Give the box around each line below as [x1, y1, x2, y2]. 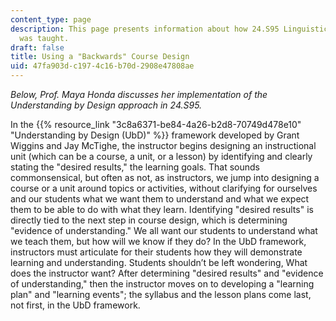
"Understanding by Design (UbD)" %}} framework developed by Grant [10, 129, 300, 141]
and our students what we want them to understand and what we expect [10, 193, 310, 205]
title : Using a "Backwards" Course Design [10, 52, 190, 62]
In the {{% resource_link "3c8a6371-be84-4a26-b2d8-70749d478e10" [10, 119, 302, 130]
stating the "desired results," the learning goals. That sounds [10, 161, 260, 173]
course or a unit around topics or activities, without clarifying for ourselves [10, 182, 318, 194]
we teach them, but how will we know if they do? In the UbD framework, [10, 236, 307, 247]
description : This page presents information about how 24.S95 [10, 24, 280, 34]
